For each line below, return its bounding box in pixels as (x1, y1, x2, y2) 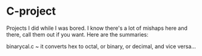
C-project (6, 4, 56, 18)
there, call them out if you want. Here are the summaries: (6, 30, 149, 38)
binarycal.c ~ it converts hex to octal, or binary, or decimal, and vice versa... (6, 43, 196, 50)
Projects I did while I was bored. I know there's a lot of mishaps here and (6, 24, 188, 32)
